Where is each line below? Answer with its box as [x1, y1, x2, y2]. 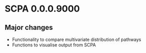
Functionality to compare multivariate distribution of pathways [12, 36, 141, 42]
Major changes [5, 23, 54, 32]
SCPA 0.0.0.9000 [5, 3, 80, 15]
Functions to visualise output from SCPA [12, 42, 96, 48]
